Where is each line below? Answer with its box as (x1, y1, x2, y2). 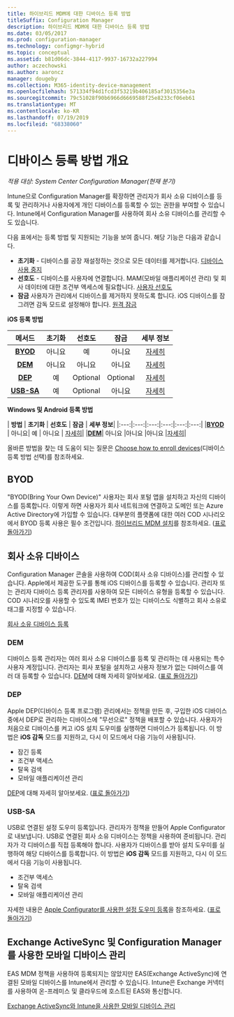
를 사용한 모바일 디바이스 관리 (7, 949, 126, 961)
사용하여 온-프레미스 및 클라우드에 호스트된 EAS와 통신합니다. (14, 986, 182, 995)
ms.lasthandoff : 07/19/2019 (7, 114, 89, 121)
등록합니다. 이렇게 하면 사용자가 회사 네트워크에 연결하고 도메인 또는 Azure (20, 502, 224, 510)
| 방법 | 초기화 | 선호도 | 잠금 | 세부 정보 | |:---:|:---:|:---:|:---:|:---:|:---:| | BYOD (7, 420, 225, 429)
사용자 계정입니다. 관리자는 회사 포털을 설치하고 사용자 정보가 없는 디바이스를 (7, 663, 217, 671)
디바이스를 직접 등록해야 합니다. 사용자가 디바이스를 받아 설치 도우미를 (27, 840, 218, 849)
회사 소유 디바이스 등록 (7, 620, 69, 629)
